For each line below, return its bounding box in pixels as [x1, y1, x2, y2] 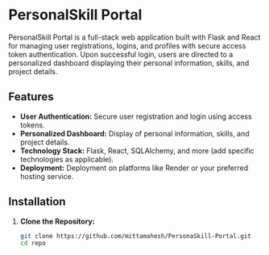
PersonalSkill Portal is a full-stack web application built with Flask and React [8, 32, 261, 42]
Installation [8, 195, 66, 209]
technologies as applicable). [19, 154, 114, 164]
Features [8, 90, 54, 104]
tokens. [19, 119, 45, 130]
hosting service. [19, 171, 74, 181]
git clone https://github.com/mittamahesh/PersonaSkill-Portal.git [19, 232, 251, 240]
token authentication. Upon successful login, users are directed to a [8, 49, 234, 59]
